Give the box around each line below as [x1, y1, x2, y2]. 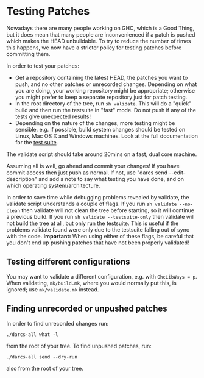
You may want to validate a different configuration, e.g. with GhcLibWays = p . [6, 273, 197, 280]
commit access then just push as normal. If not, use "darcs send [6, 169, 168, 176]
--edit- [168, 169, 186, 176]
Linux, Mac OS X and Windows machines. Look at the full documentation [15, 132, 198, 140]
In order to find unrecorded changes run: [6, 319, 109, 327]
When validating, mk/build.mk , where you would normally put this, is [6, 279, 177, 287]
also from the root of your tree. [6, 365, 84, 372]
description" [6, 175, 38, 182]
